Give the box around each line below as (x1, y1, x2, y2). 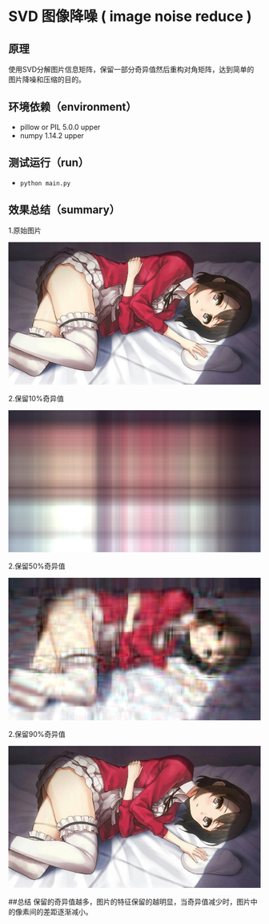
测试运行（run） (8, 156, 90, 169)
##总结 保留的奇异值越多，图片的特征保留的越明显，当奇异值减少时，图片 (8, 897, 251, 907)
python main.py (19, 179, 71, 187)
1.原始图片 (8, 226, 42, 235)
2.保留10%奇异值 (8, 393, 64, 403)
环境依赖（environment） (8, 100, 137, 114)
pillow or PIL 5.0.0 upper (19, 122, 101, 132)
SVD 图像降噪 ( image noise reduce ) (8, 7, 252, 26)
